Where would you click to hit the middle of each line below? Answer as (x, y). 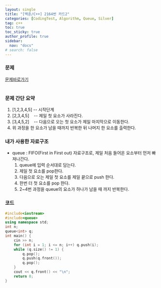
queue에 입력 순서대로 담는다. (48, 165)
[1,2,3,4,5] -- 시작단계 (33, 110)
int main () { (18, 236)
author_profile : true (27, 37)
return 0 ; (24, 276)
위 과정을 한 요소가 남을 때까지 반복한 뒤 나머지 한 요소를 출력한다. (74, 128)
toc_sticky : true (23, 32)
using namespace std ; (27, 222)
